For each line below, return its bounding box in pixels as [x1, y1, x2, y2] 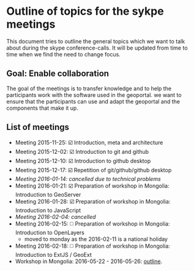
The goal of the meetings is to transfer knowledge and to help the [6, 85, 172, 92]
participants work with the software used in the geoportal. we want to [6, 91, 182, 99]
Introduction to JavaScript [15, 207, 81, 214]
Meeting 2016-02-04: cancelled [15, 213, 96, 220]
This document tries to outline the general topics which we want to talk [6, 37, 185, 45]
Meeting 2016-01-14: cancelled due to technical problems [15, 175, 161, 182]
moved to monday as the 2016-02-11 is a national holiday [24, 235, 168, 243]
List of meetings [6, 122, 69, 132]
